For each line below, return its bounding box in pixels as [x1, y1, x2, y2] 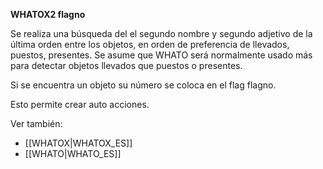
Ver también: [10, 118, 63, 129]
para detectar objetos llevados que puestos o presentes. [10, 60, 243, 71]
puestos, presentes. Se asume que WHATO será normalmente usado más [10, 49, 313, 61]
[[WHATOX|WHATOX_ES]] [24, 137, 133, 149]
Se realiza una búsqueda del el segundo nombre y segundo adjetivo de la [10, 28, 313, 39]
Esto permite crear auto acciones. [10, 99, 150, 110]
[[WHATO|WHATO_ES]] [24, 148, 122, 159]
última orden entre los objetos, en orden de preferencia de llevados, [10, 39, 290, 50]
